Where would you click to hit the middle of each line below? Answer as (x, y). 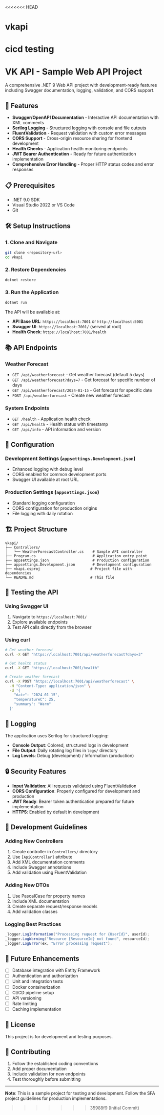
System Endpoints (27, 408)
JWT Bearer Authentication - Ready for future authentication (74, 154)
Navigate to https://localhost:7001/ (49, 617)
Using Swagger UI (27, 606)
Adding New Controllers (34, 841)
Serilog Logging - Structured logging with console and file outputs (79, 128)
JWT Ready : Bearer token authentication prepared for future (73, 801)
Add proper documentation (39, 1069)
